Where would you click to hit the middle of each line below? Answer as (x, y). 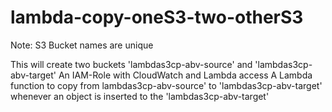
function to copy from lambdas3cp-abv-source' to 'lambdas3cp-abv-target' (166, 85)
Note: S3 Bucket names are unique (82, 45)
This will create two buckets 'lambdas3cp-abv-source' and (131, 64)
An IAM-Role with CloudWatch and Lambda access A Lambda (185, 75)
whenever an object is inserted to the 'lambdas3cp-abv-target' (140, 96)
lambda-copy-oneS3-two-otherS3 (157, 17)
